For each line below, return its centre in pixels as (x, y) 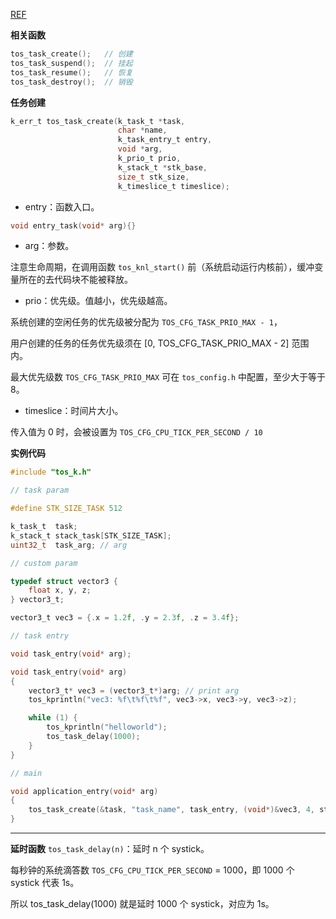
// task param (40, 490)
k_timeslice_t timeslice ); (173, 186)
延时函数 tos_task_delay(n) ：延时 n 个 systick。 (110, 848)
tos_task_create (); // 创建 (71, 54)
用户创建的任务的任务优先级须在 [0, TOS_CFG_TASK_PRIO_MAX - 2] (150, 343)
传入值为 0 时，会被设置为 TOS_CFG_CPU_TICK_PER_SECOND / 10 (136, 432)
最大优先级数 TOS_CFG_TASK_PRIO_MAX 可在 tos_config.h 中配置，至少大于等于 (168, 377)
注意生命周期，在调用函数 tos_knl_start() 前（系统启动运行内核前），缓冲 (162, 267)
